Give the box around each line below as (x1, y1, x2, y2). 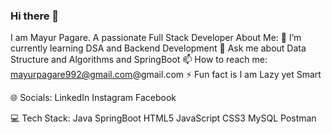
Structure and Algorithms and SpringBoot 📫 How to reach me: (10, 54, 268, 66)
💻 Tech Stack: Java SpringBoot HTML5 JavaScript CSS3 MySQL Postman (10, 112, 317, 124)
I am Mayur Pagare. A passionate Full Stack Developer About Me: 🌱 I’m (10, 32, 302, 44)
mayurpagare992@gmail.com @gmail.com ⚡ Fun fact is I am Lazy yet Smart (10, 69, 322, 81)
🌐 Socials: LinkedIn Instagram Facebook (10, 92, 177, 104)
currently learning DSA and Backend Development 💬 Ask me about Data (10, 42, 307, 54)
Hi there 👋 (10, 9, 60, 23)
